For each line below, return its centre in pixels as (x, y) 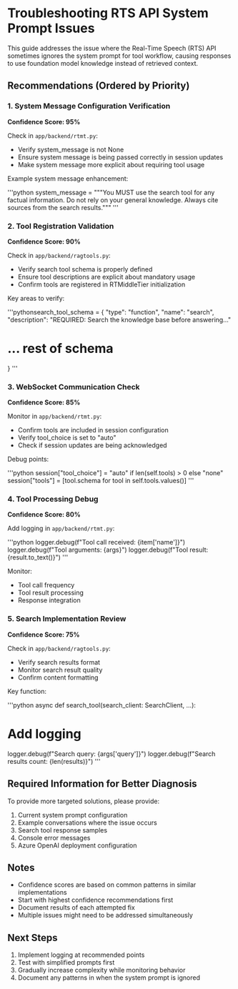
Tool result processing (51, 593)
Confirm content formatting (58, 677)
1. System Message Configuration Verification (89, 106)
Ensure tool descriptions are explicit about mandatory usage (106, 277)
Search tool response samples (63, 830)
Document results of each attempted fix (76, 908)
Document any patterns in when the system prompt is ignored (109, 978)
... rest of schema (60, 349)
